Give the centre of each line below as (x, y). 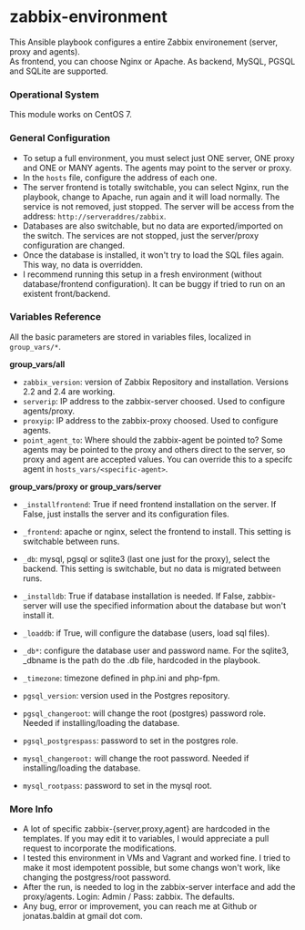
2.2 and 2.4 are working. (69, 391)
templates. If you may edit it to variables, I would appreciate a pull (146, 839)
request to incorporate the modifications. (100, 848)
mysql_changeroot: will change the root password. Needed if (136, 758)
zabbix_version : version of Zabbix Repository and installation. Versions (156, 382)
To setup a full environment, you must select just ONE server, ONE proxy (158, 158)
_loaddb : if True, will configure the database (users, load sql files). (146, 633)
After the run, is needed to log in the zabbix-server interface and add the (159, 887)
